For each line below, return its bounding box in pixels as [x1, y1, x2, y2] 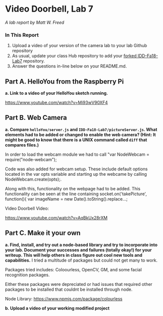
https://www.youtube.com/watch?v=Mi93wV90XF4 [5, 100, 108, 105]
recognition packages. [5, 272, 50, 278]
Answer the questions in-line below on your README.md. [12, 63, 127, 69]
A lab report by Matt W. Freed [5, 19, 65, 25]
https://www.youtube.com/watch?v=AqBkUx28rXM [5, 215, 108, 220]
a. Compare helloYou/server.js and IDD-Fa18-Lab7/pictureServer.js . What [5, 126, 158, 132]
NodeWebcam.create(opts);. [5, 176, 62, 182]
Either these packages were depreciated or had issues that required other [5, 281, 153, 287]
